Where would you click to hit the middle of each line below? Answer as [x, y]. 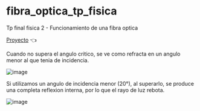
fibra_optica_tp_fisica [62, 11]
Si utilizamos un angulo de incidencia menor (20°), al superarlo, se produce [100, 83]
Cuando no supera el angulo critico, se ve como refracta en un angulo [93, 54]
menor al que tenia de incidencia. [48, 60]
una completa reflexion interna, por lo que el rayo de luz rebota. [85, 90]
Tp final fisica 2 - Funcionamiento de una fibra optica [72, 28]
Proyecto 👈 [21, 40]
